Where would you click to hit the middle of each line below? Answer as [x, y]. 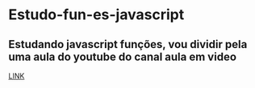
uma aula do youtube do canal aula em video [122, 56]
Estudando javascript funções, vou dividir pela [128, 44]
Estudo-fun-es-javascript [96, 15]
